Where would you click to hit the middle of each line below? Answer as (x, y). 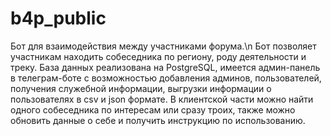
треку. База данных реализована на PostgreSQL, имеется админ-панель (165, 67)
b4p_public (58, 18)
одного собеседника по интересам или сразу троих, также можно (153, 109)
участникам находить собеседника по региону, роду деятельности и (158, 56)
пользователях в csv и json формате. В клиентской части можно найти (162, 99)
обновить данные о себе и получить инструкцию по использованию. (158, 120)
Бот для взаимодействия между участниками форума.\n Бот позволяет (163, 46)
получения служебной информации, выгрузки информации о (141, 88)
